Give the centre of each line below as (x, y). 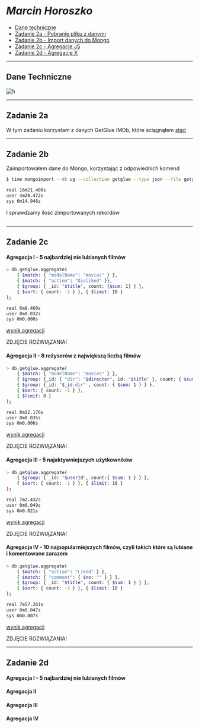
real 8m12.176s (25, 412)
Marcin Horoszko (49, 11)
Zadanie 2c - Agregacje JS (47, 46)
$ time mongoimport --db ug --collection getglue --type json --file (94, 180)
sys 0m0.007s (22, 616)
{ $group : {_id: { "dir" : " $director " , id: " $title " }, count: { (99, 379)
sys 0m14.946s (24, 201)
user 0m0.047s (24, 610)
